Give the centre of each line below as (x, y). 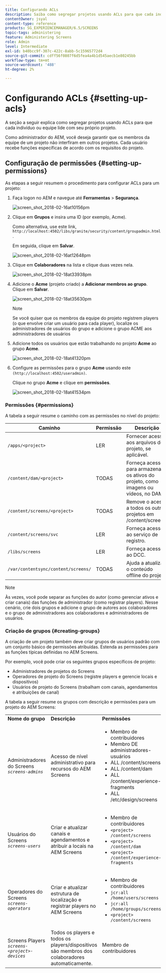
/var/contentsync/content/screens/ (49, 569)
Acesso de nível (69, 756)
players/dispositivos (74, 945)
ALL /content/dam (131, 769)
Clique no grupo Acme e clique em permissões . (62, 382)
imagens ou (140, 487)
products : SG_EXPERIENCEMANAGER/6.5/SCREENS (52, 28)
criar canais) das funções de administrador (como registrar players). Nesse (82, 602)
